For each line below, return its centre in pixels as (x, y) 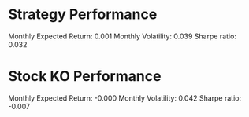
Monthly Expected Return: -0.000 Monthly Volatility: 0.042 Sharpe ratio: (125, 98)
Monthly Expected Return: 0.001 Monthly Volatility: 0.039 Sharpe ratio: (122, 36)
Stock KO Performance (85, 77)
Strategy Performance (83, 15)
